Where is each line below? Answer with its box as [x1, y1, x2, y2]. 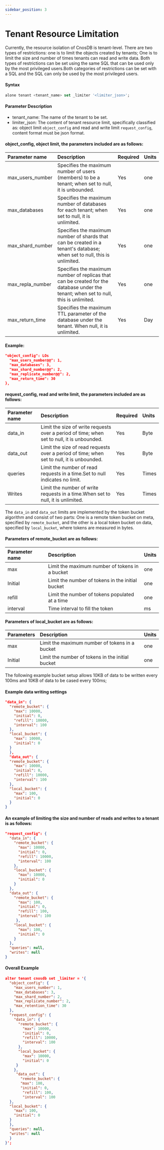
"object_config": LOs [5, 353, 49, 358]
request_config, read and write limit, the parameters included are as [5, 391, 145, 397]
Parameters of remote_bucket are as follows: [5, 536, 99, 542]
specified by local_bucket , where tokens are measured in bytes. [5, 525, 134, 531]
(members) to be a [57, 174, 100, 181]
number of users [57, 168, 96, 175]
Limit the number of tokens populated [48, 591, 134, 598]
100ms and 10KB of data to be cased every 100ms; [5, 677, 107, 683]
